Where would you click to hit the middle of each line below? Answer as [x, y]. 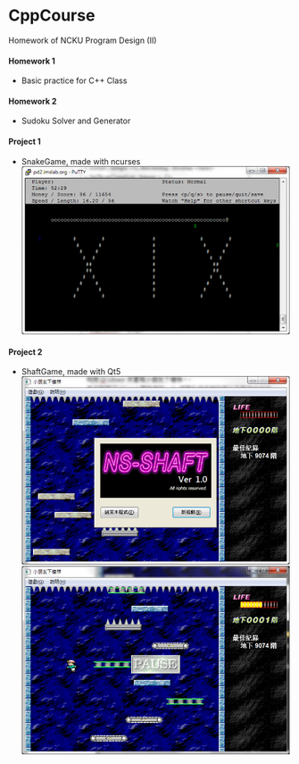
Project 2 [25, 352]
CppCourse [52, 16]
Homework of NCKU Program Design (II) [83, 40]
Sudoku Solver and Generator [76, 121]
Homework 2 [33, 101]
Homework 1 [32, 61]
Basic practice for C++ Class [74, 80]
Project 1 [25, 141]
